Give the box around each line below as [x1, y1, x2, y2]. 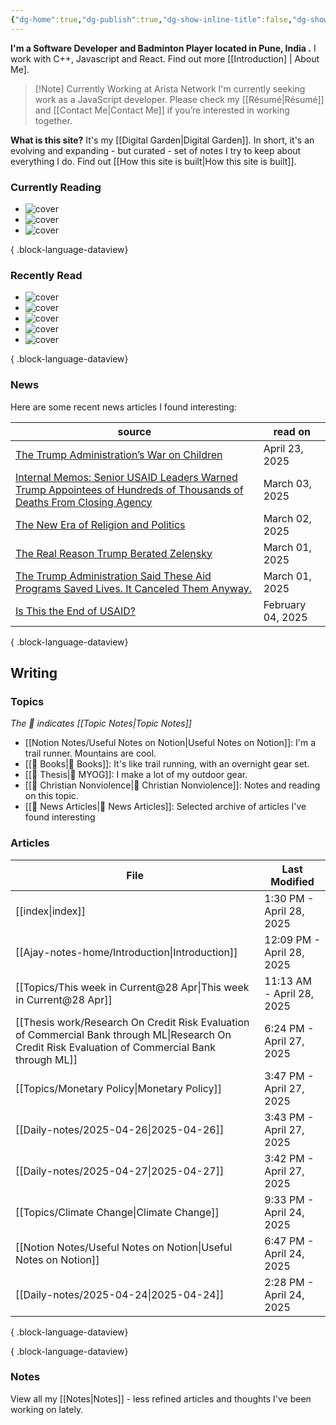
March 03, [263, 476, 312, 490]
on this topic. [24, 790, 79, 802]
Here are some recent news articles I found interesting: [10, 401, 237, 413]
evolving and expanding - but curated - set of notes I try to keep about [10, 144, 302, 156]
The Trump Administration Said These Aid [15, 569, 212, 583]
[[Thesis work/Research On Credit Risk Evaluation [15, 1015, 250, 1029]
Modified [270, 874, 315, 888]
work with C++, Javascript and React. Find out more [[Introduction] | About [10, 52, 320, 65]
